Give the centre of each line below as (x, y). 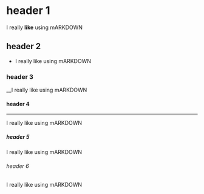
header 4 (18, 104)
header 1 (28, 11)
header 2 (24, 46)
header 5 (18, 136)
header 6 (18, 166)
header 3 (20, 76)
